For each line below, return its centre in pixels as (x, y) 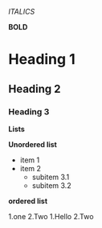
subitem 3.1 (51, 177)
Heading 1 (42, 60)
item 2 (31, 168)
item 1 (30, 160)
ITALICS (22, 12)
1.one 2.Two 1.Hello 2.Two (51, 216)
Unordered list (33, 144)
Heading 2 (35, 88)
